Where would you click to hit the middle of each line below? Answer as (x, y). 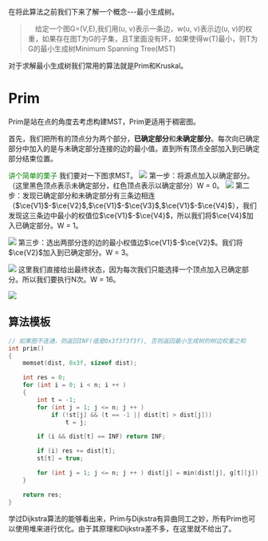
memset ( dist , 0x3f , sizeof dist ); (80, 363)
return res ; (42, 495)
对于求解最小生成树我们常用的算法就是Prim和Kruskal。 (98, 66)
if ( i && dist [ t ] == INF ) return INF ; (101, 437)
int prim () (26, 348)
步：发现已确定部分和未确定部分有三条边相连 (82, 195)
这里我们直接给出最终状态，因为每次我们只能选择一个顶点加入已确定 (130, 269)
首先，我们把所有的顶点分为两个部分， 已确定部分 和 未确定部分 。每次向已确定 (134, 138)
